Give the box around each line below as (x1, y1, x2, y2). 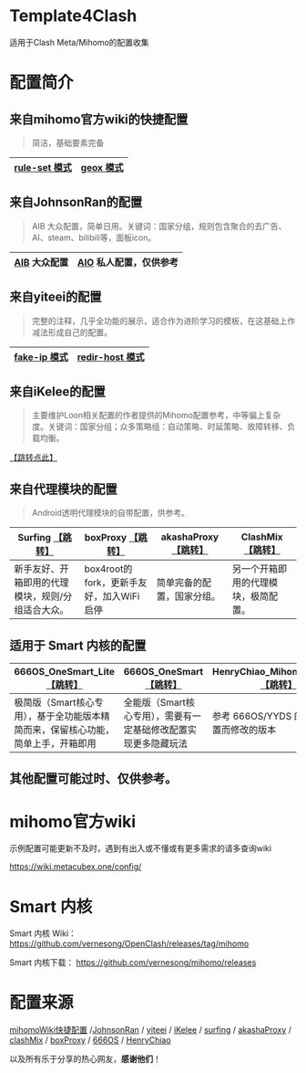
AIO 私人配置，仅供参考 (76, 256, 179, 268)
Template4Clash (9, 5, 138, 26)
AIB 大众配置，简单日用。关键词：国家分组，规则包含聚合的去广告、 (31, 220, 287, 231)
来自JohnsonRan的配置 (9, 195, 143, 210)
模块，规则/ (14, 590, 64, 603)
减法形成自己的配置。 (31, 326, 112, 338)
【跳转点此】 (9, 452, 57, 463)
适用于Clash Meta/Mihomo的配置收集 (9, 37, 149, 47)
